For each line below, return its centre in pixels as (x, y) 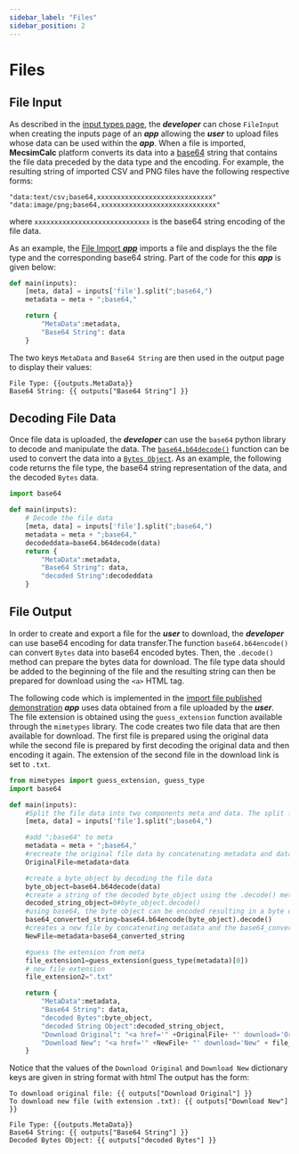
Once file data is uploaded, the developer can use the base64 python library (148, 440)
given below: (32, 267)
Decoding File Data (63, 419)
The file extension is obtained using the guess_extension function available (146, 716)
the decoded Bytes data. (54, 478)
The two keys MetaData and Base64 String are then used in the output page (147, 358)
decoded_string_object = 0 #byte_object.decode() (113, 903)
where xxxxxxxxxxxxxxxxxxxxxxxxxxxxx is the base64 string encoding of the (147, 221)
